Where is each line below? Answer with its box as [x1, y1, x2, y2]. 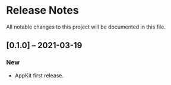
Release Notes [6, 4, 79, 17]
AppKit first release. [14, 72, 64, 79]
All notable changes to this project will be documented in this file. [6, 23, 166, 30]
